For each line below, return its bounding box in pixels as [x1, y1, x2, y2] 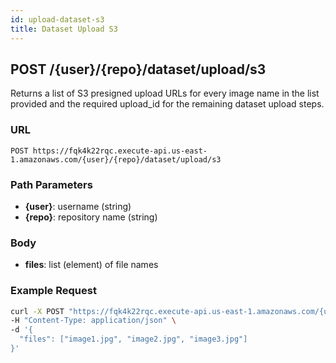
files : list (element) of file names [24, 259, 159, 271]
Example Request [10, 284, 97, 298]
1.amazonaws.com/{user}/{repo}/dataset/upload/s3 [10, 154, 222, 165]
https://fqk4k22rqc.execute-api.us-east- [32, 146, 208, 156]
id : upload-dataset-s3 [10, 14, 105, 25]
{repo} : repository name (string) [24, 211, 158, 223]
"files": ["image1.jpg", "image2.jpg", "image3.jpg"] [19, 334, 248, 345]
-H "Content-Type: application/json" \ [10, 316, 177, 326]
